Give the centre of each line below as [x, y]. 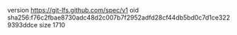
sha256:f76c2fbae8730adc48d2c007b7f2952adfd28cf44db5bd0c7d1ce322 [119, 17]
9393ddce [22, 25]
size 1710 [52, 25]
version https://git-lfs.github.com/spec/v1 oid [73, 10]
